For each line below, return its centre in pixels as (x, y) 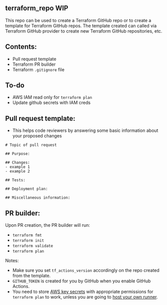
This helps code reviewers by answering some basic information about (85, 130)
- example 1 (17, 167)
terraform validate (33, 246)
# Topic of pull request (31, 145)
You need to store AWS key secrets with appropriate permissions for (83, 292)
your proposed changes (37, 136)
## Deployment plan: (27, 189)
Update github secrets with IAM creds (51, 103)
